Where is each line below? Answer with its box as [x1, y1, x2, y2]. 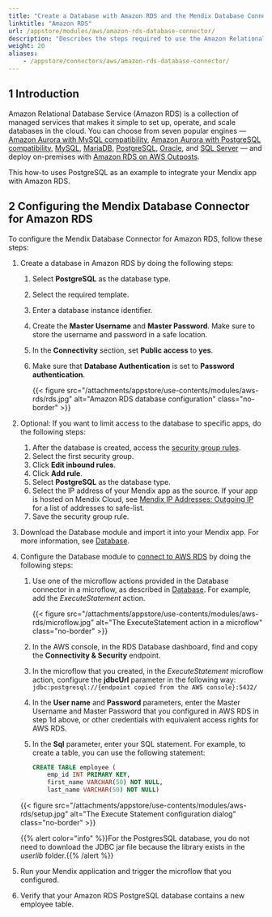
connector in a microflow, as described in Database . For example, [32, 585, 251, 594]
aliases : [8, 49, 38, 58]
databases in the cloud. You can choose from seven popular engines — [8, 126, 247, 135]
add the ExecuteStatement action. [32, 593, 146, 602]
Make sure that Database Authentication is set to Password [32, 361, 235, 371]
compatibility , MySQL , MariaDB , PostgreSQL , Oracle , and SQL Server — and [8, 143, 262, 152]
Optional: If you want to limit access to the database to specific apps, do [19, 418, 261, 428]
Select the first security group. [32, 451, 134, 461]
